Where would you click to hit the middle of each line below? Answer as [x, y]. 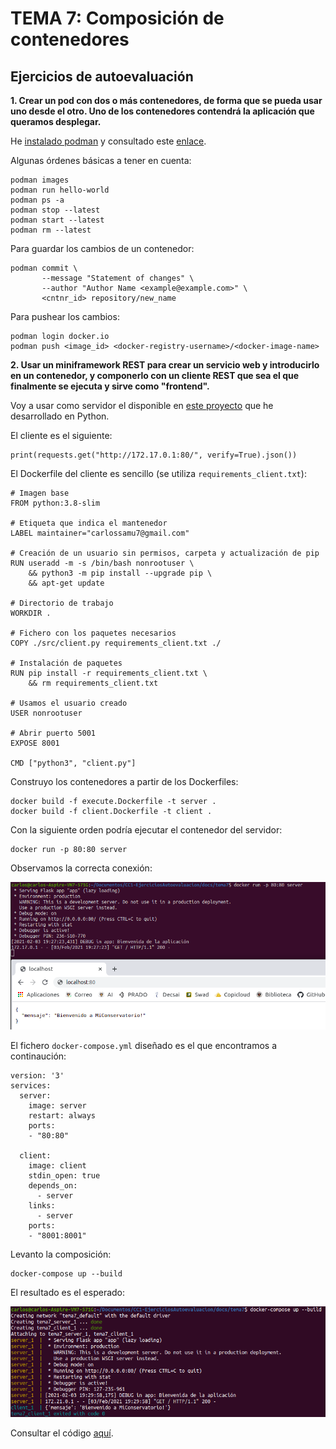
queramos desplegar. [56, 121]
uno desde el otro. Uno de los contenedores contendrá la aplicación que [162, 111]
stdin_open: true [64, 1176]
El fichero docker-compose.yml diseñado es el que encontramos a [144, 1046]
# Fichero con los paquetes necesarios [93, 633]
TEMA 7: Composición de [117, 18]
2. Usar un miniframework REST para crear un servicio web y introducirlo [165, 365]
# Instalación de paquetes [66, 663]
